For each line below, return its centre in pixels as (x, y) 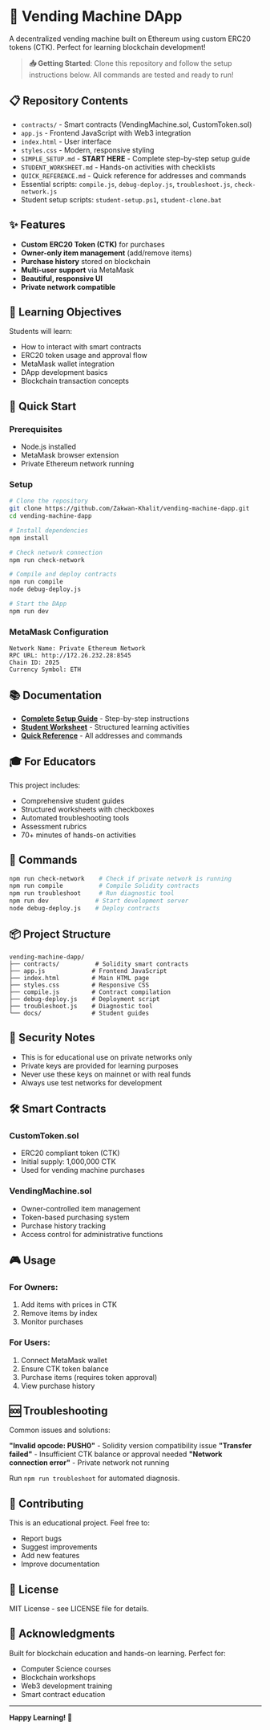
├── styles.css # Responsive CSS (79, 985)
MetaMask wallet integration (68, 364)
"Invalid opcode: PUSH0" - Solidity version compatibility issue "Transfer (131, 1446)
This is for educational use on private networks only (107, 1057)
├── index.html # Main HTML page (79, 978)
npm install (29, 538)
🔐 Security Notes (52, 1038)
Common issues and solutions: (60, 1430)
